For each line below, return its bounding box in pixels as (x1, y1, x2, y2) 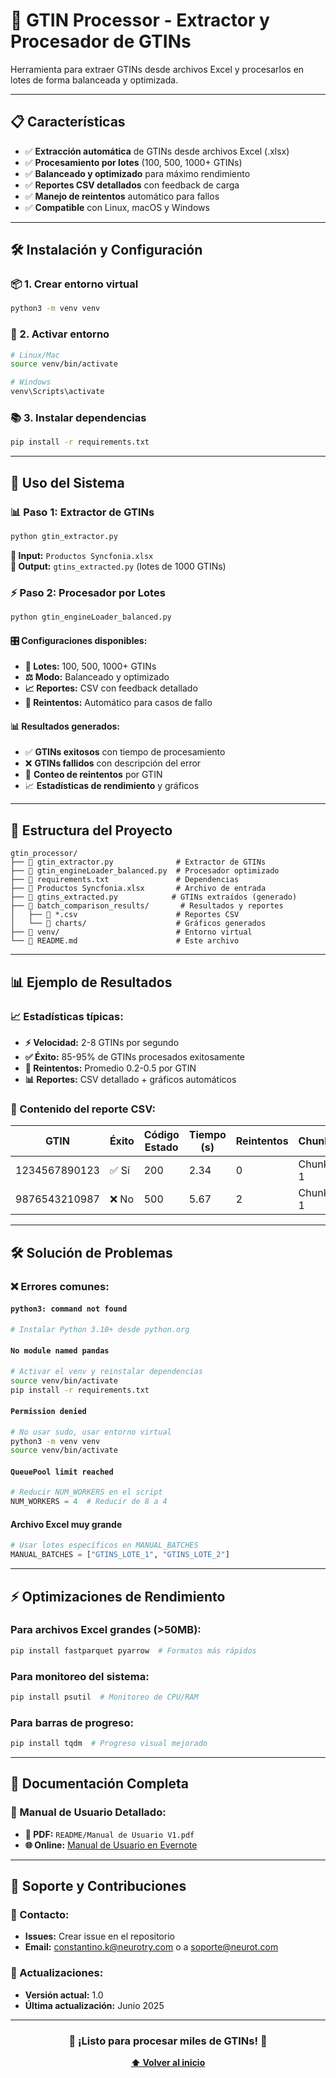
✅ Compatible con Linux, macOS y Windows (24, 201, 210, 213)
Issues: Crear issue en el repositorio (24, 1930, 175, 1943)
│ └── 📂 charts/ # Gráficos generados (10, 919, 267, 929)
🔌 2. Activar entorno (10, 327, 110, 341)
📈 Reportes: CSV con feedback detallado (24, 682, 198, 694)
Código (143, 1128, 180, 1142)
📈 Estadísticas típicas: (10, 1009, 124, 1023)
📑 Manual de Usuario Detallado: (10, 1805, 167, 1819)
